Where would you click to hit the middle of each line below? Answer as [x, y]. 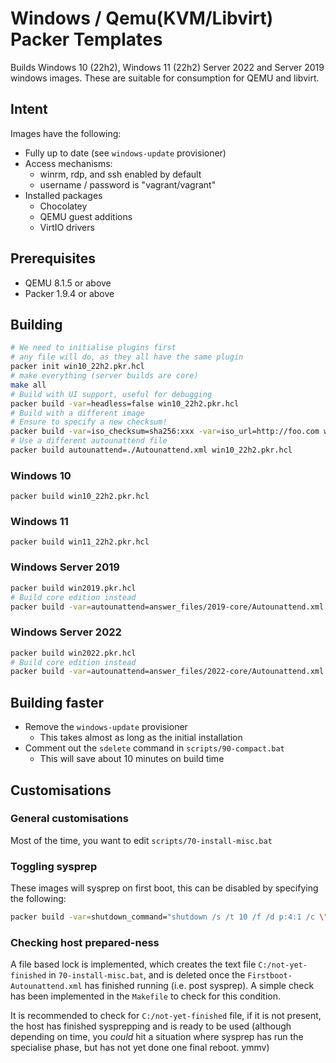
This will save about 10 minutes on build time [132, 759]
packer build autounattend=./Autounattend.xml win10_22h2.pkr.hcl [151, 450]
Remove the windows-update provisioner [106, 727]
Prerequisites [53, 258]
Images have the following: [66, 133]
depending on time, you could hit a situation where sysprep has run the [157, 1037]
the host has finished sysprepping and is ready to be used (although [151, 1026]
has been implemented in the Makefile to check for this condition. [146, 996]
